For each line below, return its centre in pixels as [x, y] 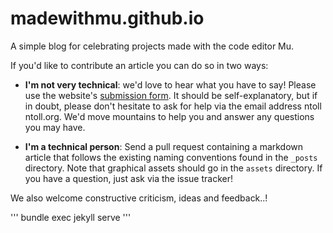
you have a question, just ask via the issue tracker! [128, 178]
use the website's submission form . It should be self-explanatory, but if [171, 95]
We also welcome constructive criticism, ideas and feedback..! [139, 198]
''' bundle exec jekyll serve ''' [71, 217]
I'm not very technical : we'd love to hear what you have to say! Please [170, 84]
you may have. [55, 127]
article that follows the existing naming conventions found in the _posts [171, 157]
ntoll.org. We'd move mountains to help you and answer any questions [169, 116]
